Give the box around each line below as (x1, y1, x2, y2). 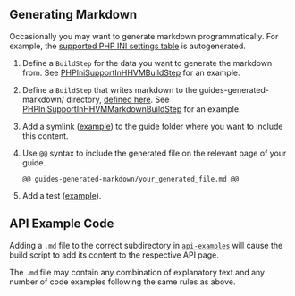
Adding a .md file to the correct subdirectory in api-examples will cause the (9, 240, 283, 250)
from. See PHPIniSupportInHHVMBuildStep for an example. (21, 67, 240, 78)
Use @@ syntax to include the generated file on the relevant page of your (21, 148, 287, 158)
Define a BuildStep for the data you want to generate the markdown (21, 57, 273, 68)
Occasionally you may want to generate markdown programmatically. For (9, 30, 279, 41)
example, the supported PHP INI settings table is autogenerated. (9, 40, 246, 51)
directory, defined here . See (66, 94, 170, 105)
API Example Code (9, 216, 114, 232)
